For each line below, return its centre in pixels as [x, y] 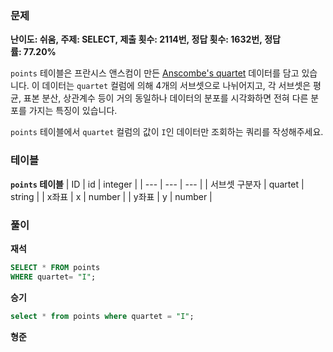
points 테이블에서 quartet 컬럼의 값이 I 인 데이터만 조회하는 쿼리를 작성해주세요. [167, 132]
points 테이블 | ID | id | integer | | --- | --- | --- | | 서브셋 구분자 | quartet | [157, 184]
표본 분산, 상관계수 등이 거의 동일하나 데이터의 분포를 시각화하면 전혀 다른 [166, 98]
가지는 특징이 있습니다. [73, 111]
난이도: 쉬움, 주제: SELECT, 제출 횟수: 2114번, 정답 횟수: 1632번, [136, 39]
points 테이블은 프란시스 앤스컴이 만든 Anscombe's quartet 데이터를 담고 [155, 73]
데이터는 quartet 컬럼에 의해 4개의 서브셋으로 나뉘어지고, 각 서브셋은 [176, 86]
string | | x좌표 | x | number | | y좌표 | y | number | [111, 196]
